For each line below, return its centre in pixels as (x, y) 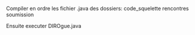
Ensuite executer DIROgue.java (44, 26)
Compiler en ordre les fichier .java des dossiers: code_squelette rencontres (97, 8)
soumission (20, 15)
